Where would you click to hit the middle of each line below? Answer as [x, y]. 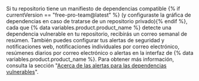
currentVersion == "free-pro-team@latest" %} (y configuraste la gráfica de [99, 15]
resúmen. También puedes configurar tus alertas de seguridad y [85, 40]
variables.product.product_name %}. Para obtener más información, [90, 59]
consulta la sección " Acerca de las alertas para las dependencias [86, 66]
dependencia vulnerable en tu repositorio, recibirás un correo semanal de [97, 34]
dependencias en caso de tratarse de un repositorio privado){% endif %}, [97, 21]
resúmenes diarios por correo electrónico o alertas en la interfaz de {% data [100, 53]
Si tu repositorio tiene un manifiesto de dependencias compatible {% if [93, 9]
